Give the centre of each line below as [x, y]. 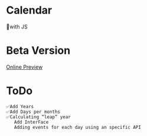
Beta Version [38, 51]
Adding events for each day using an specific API [78, 127]
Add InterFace [31, 122]
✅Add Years [20, 106]
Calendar [29, 10]
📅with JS [17, 27]
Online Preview [24, 67]
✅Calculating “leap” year [38, 117]
